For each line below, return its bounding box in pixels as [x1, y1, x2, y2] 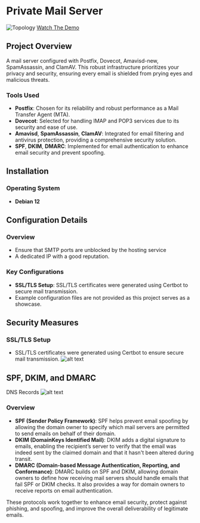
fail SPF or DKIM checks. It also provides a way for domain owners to [14, 481, 185, 488]
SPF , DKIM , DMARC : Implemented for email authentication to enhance [14, 143, 189, 150]
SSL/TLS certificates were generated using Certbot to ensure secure [14, 349, 184, 356]
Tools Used [6, 91, 40, 99]
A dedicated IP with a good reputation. [14, 253, 110, 260]
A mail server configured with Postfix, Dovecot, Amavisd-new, [6, 57, 159, 64]
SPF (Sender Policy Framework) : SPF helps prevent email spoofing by [14, 417, 189, 424]
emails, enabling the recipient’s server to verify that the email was [14, 442, 177, 450]
